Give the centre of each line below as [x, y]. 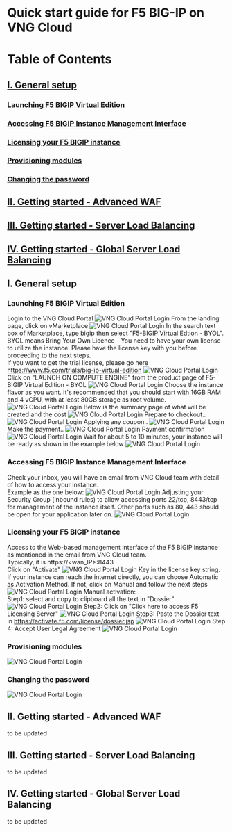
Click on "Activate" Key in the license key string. [114, 569]
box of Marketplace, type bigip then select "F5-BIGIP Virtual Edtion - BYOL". [115, 333]
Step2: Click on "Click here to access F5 [141, 606]
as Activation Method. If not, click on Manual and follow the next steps [107, 584]
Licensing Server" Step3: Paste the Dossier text [113, 614]
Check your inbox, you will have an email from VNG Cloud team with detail [113, 477]
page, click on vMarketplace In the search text [111, 326]
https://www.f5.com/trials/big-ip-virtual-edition [74, 370]
